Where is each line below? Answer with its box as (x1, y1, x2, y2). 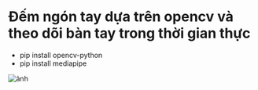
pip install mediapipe (19, 59, 87, 68)
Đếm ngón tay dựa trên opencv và (8, 8, 234, 26)
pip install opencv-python (19, 50, 103, 59)
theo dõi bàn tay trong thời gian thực (8, 24, 251, 42)
